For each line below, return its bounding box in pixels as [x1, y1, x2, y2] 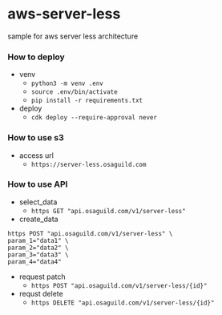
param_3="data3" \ [7, 250, 69, 259]
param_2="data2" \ [7, 244, 69, 252]
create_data [18, 214, 59, 224]
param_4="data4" [7, 257, 62, 265]
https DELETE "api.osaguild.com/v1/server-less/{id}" [30, 298, 215, 307]
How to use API [7, 179, 68, 190]
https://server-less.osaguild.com [30, 160, 147, 168]
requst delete [18, 289, 63, 298]
